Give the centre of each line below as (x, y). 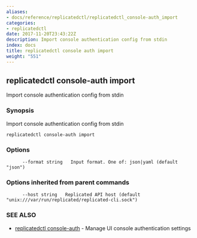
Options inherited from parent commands (68, 182)
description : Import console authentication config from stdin (87, 40)
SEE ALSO (21, 215)
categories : (21, 23)
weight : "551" (24, 56)
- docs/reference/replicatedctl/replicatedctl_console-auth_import (92, 17)
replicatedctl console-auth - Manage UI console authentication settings (103, 228)
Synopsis (20, 110)
